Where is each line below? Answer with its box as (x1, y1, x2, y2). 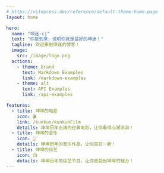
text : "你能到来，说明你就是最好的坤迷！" (11, 36, 104, 42)
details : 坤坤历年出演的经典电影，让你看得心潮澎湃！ (17, 125, 134, 131)
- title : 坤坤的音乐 (11, 130, 58, 136)
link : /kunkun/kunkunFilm (17, 119, 81, 125)
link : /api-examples (21, 92, 73, 98)
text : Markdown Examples (21, 69, 84, 75)
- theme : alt (17, 81, 49, 86)
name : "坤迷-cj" (11, 30, 50, 36)
